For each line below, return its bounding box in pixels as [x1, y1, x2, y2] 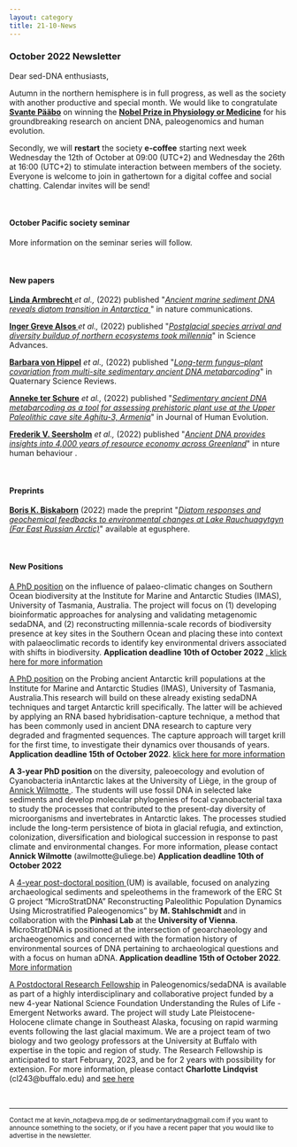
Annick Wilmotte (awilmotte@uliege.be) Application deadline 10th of [9, 850, 264, 861]
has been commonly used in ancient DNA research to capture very [9, 720, 252, 731]
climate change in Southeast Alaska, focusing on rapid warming [46, 1016, 278, 1027]
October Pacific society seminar [9, 218, 131, 229]
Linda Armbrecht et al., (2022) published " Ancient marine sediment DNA [9, 294, 276, 306]
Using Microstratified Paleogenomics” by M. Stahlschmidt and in [9, 905, 246, 916]
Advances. [9, 340, 49, 351]
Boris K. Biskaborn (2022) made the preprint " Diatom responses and [9, 505, 262, 515]
